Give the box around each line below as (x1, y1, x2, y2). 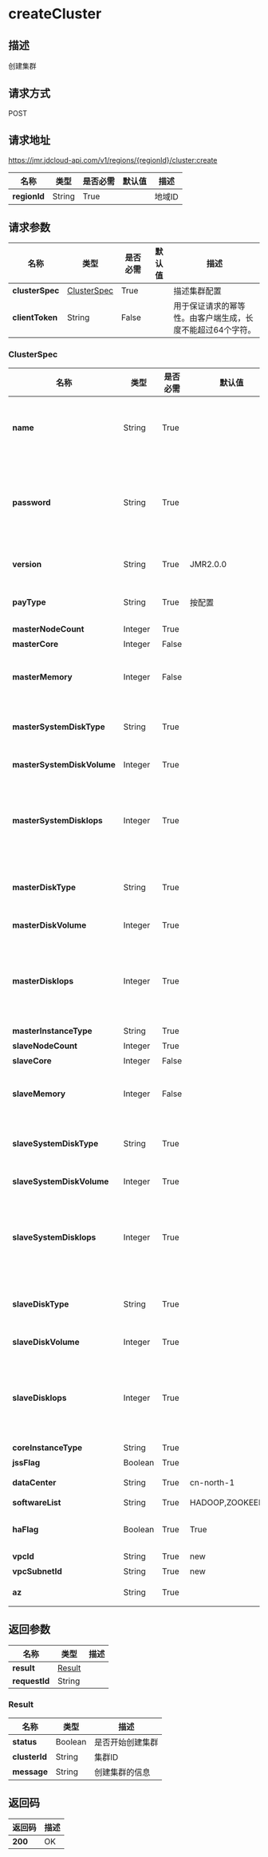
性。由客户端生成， (173, 313, 246, 324)
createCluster (8, 5, 102, 23)
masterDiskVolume (12, 919, 87, 930)
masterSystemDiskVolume (12, 759, 116, 770)
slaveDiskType (12, 1298, 69, 1309)
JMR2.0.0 (190, 558, 227, 570)
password (12, 496, 51, 507)
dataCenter (12, 1477, 57, 1488)
